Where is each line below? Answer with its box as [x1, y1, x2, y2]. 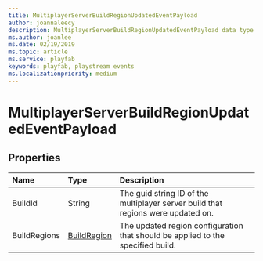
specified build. [119, 240, 176, 251]
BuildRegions [12, 230, 61, 241]
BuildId [12, 198, 38, 208]
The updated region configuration [119, 220, 244, 231]
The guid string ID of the [119, 187, 209, 198]
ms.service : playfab [8, 56, 76, 63]
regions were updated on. [119, 207, 214, 218]
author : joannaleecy [8, 19, 76, 27]
